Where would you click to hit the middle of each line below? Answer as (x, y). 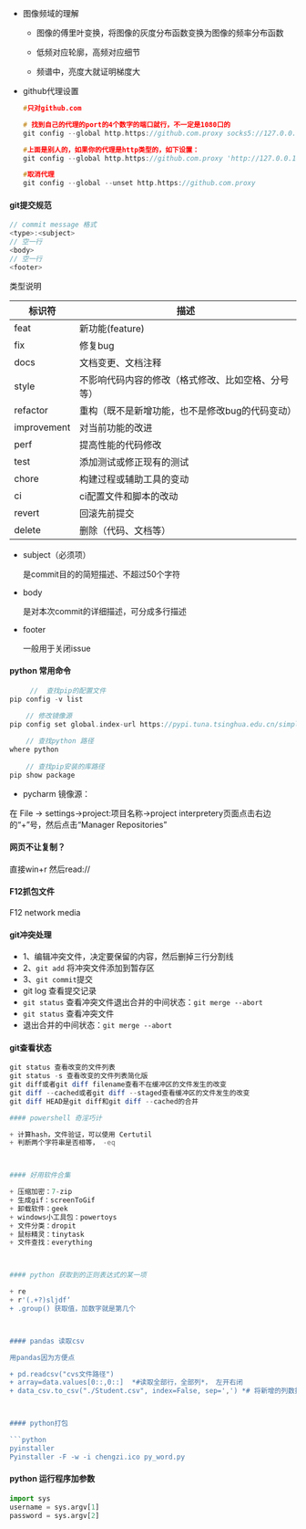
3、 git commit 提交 (58, 979)
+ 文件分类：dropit (43, 1226)
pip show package (42, 775)
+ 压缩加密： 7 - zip (41, 1192)
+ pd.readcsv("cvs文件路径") (62, 1374)
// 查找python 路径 (60, 741)
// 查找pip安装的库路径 (65, 766)
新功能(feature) (112, 329)
